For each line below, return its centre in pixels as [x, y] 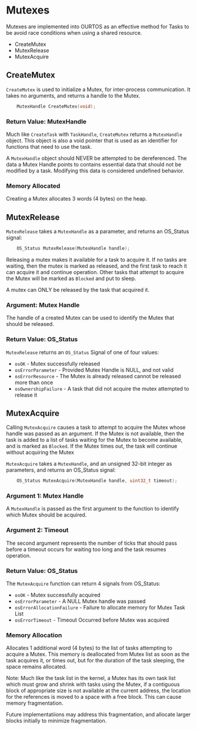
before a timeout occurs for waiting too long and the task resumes [86, 549]
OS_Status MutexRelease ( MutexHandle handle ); [74, 249]
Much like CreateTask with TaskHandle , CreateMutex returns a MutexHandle [94, 134]
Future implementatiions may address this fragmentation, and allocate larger [98, 715]
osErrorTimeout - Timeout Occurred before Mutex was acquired [92, 620]
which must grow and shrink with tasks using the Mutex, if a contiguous [93, 684]
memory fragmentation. [35, 703]
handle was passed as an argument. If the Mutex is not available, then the [95, 434]
